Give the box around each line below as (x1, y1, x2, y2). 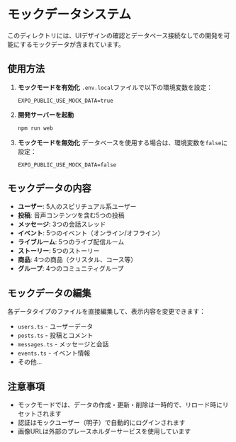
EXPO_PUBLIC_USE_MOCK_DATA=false (17, 161, 117, 169)
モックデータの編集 (7, 287, 91, 299)
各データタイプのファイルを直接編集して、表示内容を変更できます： (7, 307, 206, 316)
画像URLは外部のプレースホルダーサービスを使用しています (17, 427, 191, 436)
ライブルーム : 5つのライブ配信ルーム (17, 238, 125, 246)
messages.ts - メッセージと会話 (17, 340, 109, 348)
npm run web (17, 125, 53, 132)
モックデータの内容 (7, 182, 91, 195)
